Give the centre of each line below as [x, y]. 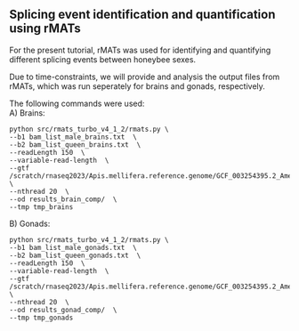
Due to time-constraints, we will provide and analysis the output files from [145, 77]
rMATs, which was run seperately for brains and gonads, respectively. [137, 86]
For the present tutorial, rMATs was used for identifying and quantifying [140, 50]
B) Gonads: [30, 223]
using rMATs [45, 29]
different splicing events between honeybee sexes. [103, 59]
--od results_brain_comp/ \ [63, 199]
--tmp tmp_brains [41, 207]
